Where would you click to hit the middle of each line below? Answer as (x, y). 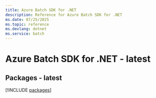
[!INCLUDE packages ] (28, 90)
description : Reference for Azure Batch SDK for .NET (64, 15)
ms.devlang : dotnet (26, 29)
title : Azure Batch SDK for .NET (41, 10)
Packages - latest (34, 78)
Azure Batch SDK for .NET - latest (78, 59)
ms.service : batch (25, 34)
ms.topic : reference (27, 24)
